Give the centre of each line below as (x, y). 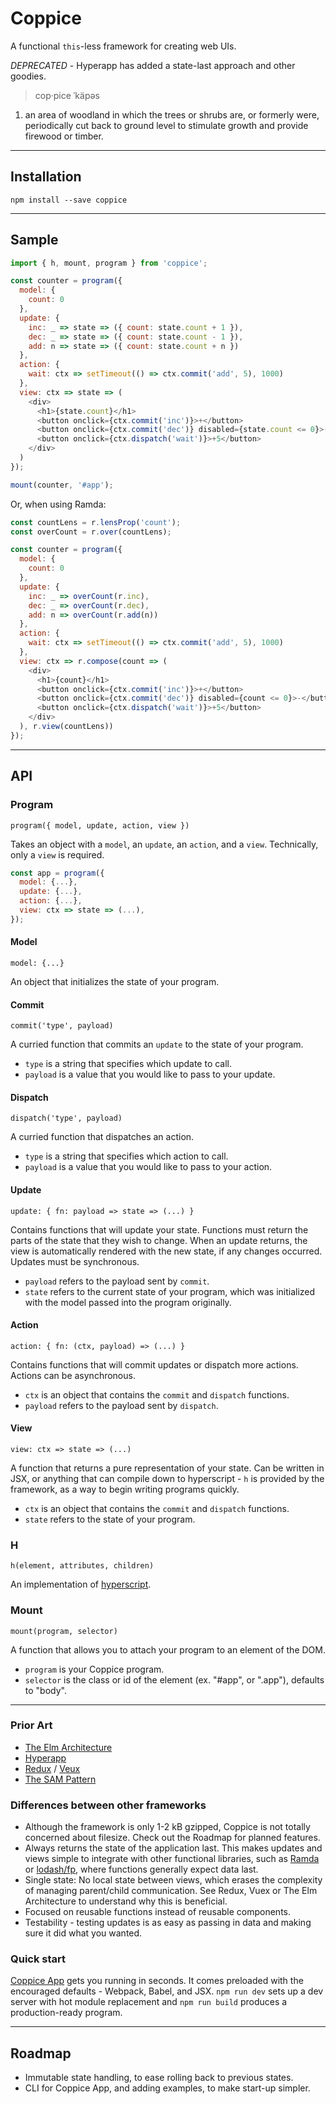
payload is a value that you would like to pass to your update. (150, 1074)
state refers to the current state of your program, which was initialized (170, 1291)
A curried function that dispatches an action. (102, 1137)
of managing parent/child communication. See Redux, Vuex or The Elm (171, 1891)
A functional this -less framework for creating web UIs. (123, 46)
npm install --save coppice (69, 200)
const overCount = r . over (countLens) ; (91, 532)
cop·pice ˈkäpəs (67, 95)
